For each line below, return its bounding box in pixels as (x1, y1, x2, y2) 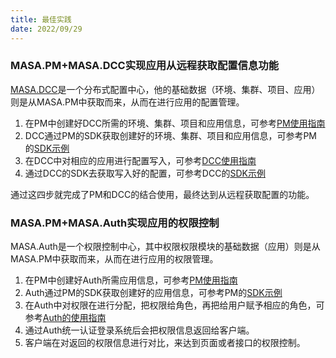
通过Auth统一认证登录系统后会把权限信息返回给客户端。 (24, 324, 255, 336)
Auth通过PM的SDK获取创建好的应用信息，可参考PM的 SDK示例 (24, 287, 283, 299)
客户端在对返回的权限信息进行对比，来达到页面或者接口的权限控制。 (24, 337, 306, 349)
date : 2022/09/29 (10, 24, 83, 34)
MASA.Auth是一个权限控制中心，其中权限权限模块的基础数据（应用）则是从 (10, 241, 321, 253)
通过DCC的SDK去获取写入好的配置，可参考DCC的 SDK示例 (24, 167, 266, 179)
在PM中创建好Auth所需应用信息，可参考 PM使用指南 (24, 274, 238, 286)
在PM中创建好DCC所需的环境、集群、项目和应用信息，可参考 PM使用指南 (24, 117, 326, 129)
